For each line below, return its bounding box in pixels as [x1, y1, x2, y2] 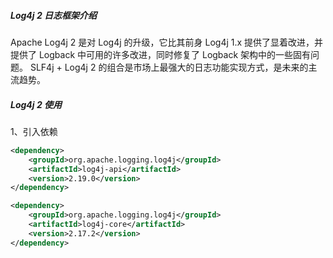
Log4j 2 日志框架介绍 [10, 9, 98, 21]
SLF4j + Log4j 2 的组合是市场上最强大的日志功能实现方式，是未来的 [29, 61, 309, 73]
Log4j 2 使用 [10, 98, 63, 110]
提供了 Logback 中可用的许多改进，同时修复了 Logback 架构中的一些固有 [10, 48, 312, 60]
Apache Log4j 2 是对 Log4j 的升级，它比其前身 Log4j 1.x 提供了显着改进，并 [10, 36, 324, 48]
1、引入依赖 [10, 125, 58, 137]
